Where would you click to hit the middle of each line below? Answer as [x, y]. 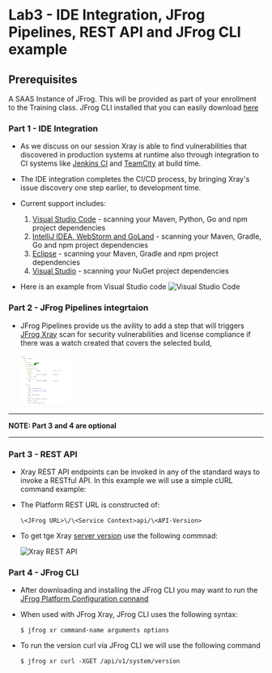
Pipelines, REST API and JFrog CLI [125, 32]
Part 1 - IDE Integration [53, 128]
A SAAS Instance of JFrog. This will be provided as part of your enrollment [132, 99]
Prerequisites [43, 79]
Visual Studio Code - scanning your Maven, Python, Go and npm [140, 219]
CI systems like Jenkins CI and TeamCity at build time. [110, 163]
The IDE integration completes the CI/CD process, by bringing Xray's [135, 179]
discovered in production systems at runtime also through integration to [139, 155]
